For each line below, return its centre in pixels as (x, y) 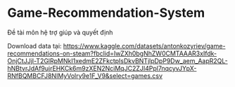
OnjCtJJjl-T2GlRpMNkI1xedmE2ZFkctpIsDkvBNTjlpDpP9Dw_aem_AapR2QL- (118, 60)
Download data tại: (34, 46)
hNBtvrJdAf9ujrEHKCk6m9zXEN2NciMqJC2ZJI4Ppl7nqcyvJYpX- (102, 68)
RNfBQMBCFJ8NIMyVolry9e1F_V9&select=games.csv (85, 76)
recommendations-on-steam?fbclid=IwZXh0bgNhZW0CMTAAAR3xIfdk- (112, 53)
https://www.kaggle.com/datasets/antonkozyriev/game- (144, 46)
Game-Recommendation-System (106, 13)
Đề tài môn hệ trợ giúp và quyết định (60, 32)
